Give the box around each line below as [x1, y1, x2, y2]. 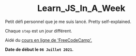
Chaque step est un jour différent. [5, 28, 73, 34]
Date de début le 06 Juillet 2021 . [5, 46, 74, 52]
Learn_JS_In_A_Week [37, 3, 126, 14]
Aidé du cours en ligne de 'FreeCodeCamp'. [5, 37, 92, 43]
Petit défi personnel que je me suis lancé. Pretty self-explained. [5, 19, 132, 24]
